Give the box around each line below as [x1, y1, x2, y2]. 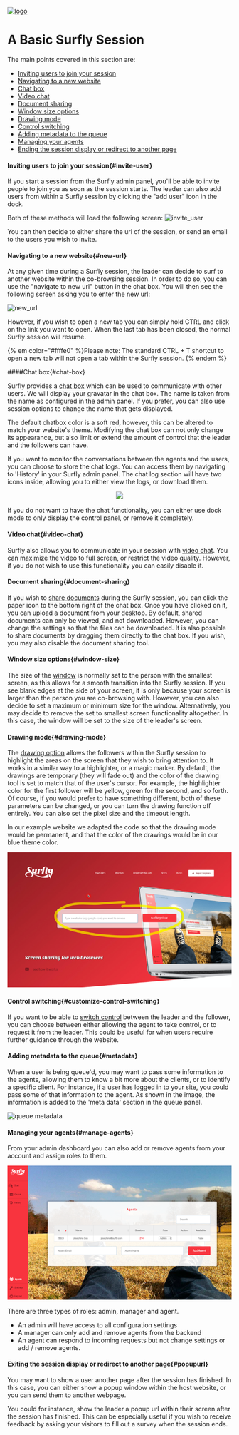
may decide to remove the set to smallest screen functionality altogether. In [7, 708, 228, 717]
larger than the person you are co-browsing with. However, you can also [7, 693, 219, 702]
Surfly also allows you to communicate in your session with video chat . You [7, 546, 228, 554]
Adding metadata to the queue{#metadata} [7, 1052, 138, 1061]
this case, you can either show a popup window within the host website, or [7, 1384, 226, 1391]
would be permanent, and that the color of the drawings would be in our [7, 831, 218, 839]
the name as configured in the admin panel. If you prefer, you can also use [7, 397, 225, 406]
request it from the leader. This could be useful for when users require [7, 1028, 213, 1036]
